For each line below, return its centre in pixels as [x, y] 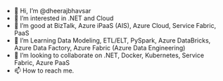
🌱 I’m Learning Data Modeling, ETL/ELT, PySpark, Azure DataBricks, [112, 40]
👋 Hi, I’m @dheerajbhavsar [52, 11]
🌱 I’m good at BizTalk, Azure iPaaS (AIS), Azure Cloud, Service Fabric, [115, 25]
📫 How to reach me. [44, 71]
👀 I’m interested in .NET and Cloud [64, 18]
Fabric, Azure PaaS [42, 62]
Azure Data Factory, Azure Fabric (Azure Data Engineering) [100, 48]
